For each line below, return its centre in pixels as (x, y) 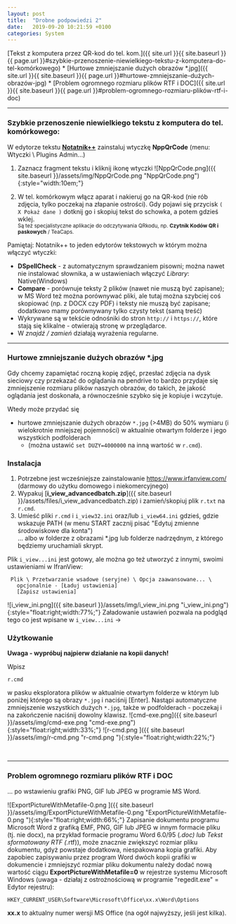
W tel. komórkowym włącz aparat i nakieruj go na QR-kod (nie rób (113, 197)
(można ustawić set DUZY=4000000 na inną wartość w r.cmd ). (115, 445)
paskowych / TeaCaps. (46, 232)
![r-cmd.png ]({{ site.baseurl (144, 730)
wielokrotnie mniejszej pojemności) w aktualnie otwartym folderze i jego (122, 430)
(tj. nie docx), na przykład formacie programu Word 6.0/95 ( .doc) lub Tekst (115, 834)
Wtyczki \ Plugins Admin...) (46, 154)
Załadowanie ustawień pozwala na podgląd (165, 612)
